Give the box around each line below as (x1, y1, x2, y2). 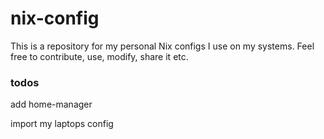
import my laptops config (10, 118, 114, 130)
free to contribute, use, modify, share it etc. (10, 50, 189, 62)
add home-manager (10, 98, 93, 111)
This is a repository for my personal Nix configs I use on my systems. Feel (10, 40, 315, 52)
